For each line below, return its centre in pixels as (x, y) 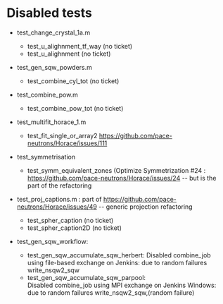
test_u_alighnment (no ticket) (69, 54)
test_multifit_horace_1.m (51, 122)
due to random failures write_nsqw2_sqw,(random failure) (111, 292)
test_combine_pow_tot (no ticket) (75, 108)
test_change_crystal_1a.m (53, 32)
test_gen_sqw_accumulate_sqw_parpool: (86, 277)
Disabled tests (50, 13)
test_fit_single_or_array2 (62, 135)
